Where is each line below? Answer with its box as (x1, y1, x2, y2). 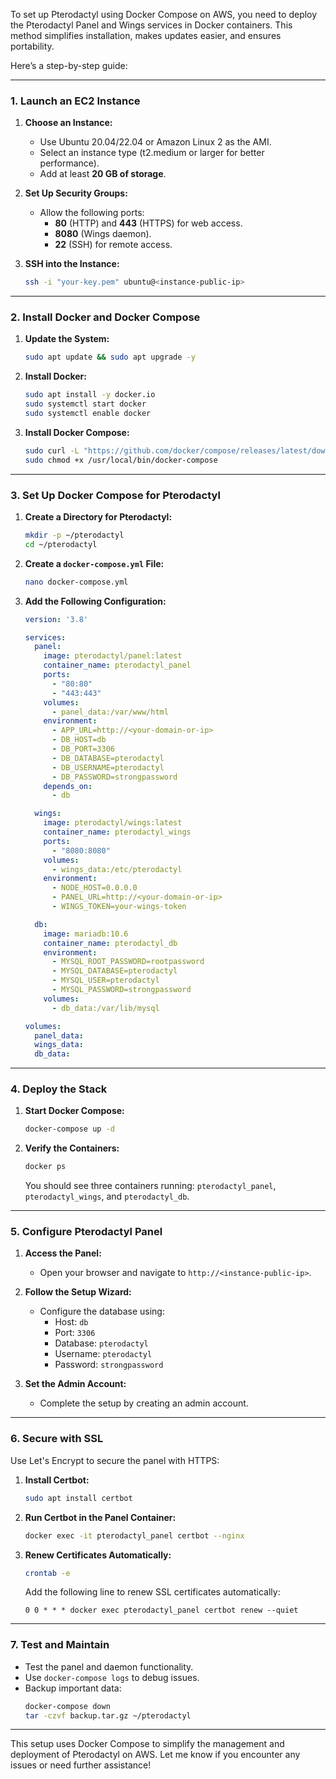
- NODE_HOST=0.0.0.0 (51, 883, 138, 893)
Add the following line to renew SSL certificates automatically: (24, 1586, 281, 1598)
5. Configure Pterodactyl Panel (10, 1225, 163, 1239)
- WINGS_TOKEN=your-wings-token (51, 902, 187, 912)
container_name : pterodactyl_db (43, 938, 178, 948)
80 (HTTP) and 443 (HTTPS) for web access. (54, 217, 243, 229)
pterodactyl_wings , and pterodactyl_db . (24, 1190, 190, 1203)
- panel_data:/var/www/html (51, 707, 169, 717)
